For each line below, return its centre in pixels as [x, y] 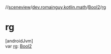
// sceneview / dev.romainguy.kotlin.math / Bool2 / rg [56, 7]
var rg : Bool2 [19, 46]
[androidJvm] [19, 41]
